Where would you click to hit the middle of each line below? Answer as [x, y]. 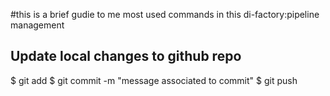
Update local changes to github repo [126, 56]
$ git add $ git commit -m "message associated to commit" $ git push [154, 80]
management [37, 25]
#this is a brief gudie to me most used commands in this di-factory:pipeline [165, 14]
